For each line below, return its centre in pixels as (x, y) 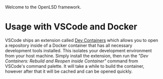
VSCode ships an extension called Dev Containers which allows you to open (82, 40)
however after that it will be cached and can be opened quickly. (69, 71)
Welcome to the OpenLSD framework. (43, 7)
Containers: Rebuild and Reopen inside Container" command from (71, 61)
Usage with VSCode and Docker (71, 27)
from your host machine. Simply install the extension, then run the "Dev (77, 56)
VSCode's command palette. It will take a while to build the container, (75, 66)
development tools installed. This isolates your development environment (79, 50)
